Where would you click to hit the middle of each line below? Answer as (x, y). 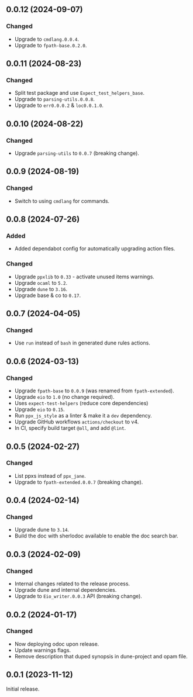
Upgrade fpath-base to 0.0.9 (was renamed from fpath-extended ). (94, 391)
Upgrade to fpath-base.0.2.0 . (51, 45)
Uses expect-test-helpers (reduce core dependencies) (81, 403)
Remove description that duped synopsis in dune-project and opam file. (101, 656)
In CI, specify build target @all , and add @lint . (70, 428)
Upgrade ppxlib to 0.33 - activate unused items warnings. (85, 277)
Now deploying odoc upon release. (57, 644)
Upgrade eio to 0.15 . (40, 409)
